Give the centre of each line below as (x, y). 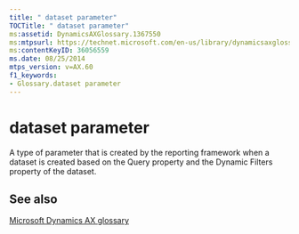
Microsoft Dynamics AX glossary (69, 221)
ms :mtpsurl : (31, 42)
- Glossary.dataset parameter (65, 84)
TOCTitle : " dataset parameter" (69, 26)
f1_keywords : (33, 76)
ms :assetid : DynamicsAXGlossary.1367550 (85, 34)
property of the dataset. (53, 171)
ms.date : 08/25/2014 (48, 59)
